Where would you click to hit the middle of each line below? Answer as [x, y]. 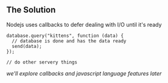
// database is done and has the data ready [69, 41]
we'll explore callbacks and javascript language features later [84, 73]
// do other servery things [42, 62]
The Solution [31, 10]
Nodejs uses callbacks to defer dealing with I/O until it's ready [84, 24]
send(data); [27, 46]
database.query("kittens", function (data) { [65, 36]
